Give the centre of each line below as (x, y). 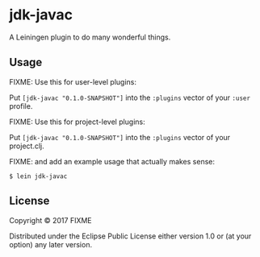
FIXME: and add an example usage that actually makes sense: (112, 161)
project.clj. (27, 146)
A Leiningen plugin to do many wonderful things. (90, 37)
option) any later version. (50, 244)
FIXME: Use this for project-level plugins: (78, 122)
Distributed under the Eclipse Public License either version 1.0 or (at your (130, 236)
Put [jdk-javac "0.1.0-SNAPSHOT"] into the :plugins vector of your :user (130, 97)
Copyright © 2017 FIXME (50, 220)
